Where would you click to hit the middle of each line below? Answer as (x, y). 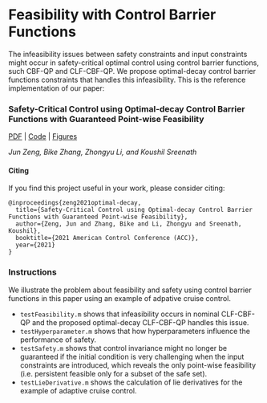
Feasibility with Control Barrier (112, 15)
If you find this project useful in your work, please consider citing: (117, 188)
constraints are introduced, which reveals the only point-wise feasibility (138, 365)
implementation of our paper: (57, 88)
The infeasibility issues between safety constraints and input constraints (128, 54)
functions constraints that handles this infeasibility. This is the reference (127, 79)
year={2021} (36, 245)
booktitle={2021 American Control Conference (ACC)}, (107, 238)
